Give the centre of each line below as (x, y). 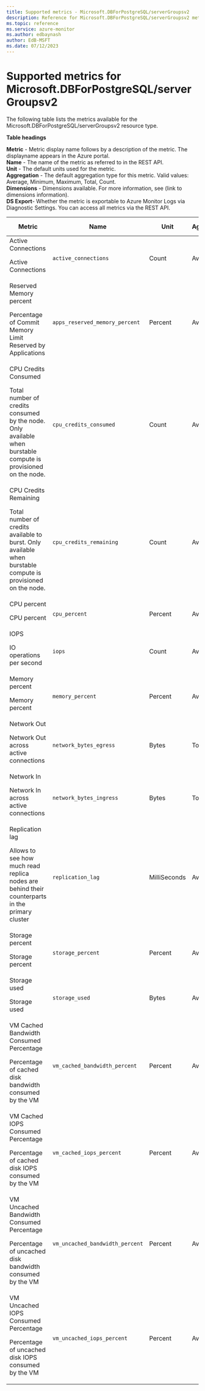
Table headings (27, 137)
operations (25, 655)
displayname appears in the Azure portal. (58, 156)
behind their (27, 888)
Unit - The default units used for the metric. (61, 169)
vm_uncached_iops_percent (90, 1338)
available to (26, 534)
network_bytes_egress (84, 745)
